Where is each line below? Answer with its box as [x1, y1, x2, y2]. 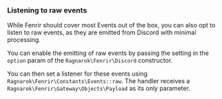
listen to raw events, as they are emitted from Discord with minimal [7, 28, 196, 36]
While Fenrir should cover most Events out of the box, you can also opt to [7, 21, 216, 30]
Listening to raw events [7, 5, 88, 15]
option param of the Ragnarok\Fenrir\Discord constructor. [7, 56, 173, 65]
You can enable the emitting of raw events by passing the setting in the [7, 49, 209, 57]
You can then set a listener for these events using [7, 69, 148, 78]
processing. [7, 36, 41, 44]
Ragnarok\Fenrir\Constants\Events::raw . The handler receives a [7, 77, 190, 85]
